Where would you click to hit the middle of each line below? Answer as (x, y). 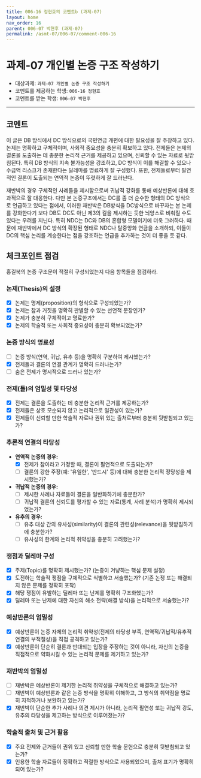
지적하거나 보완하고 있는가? (53, 700)
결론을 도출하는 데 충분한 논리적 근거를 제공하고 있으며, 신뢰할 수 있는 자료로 (95, 155)
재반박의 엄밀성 (27, 671)
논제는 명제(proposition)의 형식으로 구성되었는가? (73, 303)
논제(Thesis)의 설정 (33, 288)
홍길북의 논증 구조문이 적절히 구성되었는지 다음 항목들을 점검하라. (82, 272)
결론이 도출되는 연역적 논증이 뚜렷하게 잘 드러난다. (75, 177)
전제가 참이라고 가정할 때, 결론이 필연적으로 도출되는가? (88, 464)
